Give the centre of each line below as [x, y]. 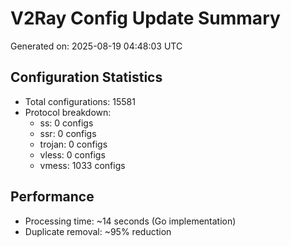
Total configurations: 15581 [80, 101]
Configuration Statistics [86, 77]
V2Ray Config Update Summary [145, 18]
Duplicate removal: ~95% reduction [98, 231]
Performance [52, 197]
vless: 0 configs [72, 154]
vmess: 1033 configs [82, 165]
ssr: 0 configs [68, 133]
